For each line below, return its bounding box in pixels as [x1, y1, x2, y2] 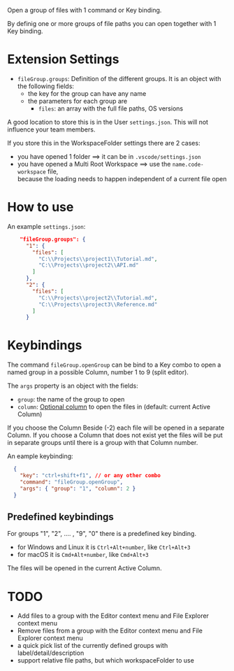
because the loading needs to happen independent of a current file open [17, 174, 227, 183]
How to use [7, 199, 74, 216]
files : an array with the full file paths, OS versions [38, 104, 184, 113]
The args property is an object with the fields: [7, 381, 138, 390]
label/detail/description [17, 649, 85, 657]
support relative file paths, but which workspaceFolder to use [17, 656, 194, 665]
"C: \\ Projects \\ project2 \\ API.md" [38, 262, 139, 269]
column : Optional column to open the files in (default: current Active [17, 402, 211, 411]
